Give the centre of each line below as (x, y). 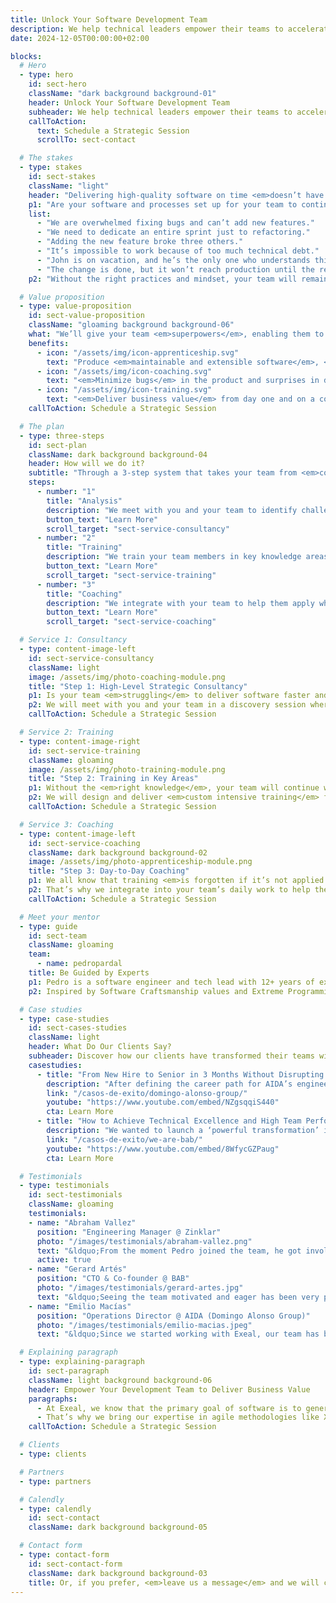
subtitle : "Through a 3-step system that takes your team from (163, 473)
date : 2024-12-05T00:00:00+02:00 (80, 38)
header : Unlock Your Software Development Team (129, 102)
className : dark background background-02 (118, 852)
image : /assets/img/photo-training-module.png (127, 769)
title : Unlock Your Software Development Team (109, 19)
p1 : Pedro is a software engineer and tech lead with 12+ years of (171, 982)
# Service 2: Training (66, 732)
